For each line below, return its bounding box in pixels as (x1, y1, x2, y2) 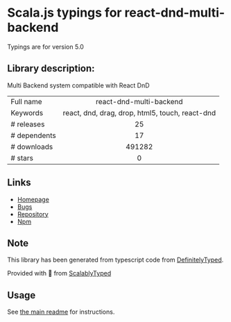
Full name (10, 96, 43, 106)
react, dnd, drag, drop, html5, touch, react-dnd (62, 108, 216, 117)
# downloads (10, 142, 53, 151)
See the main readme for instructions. (7, 307, 115, 316)
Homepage (17, 195, 50, 203)
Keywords (10, 108, 44, 117)
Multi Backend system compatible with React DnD (7, 81, 151, 90)
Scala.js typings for (7, 5, 122, 21)
